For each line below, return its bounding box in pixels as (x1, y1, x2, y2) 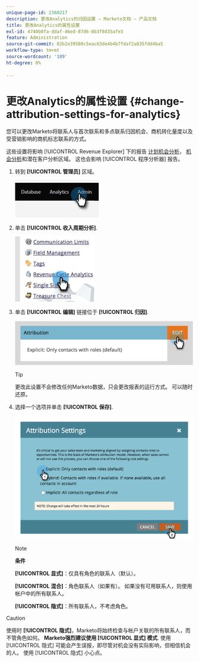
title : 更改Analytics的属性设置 (6, 22, 80, 28)
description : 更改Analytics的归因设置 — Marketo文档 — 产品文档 (6, 15, 157, 22)
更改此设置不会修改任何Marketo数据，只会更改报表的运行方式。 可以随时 (14, 383, 193, 390)
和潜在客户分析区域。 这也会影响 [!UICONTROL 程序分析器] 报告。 (21, 156, 184, 163)
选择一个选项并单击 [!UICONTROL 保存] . (14, 403, 113, 411)
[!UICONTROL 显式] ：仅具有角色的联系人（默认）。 (14, 570, 139, 577)
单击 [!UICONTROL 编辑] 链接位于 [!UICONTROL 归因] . (14, 309, 149, 316)
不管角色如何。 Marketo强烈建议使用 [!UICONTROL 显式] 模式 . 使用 (6, 634, 171, 641)
